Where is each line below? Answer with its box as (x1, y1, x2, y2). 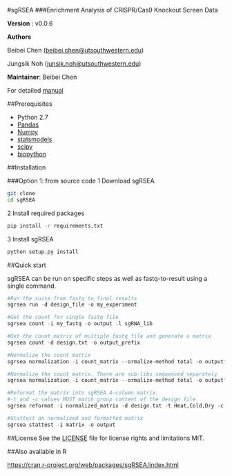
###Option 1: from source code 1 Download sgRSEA (7, 176, 155, 185)
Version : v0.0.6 (7, 19, 53, 27)
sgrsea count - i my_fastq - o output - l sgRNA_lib (7, 320, 153, 327)
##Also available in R (7, 447, 67, 455)
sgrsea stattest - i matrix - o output (7, 421, 116, 428)
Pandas (17, 120, 39, 129)
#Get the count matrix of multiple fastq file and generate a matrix (7, 333, 212, 340)
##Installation (7, 163, 46, 172)
